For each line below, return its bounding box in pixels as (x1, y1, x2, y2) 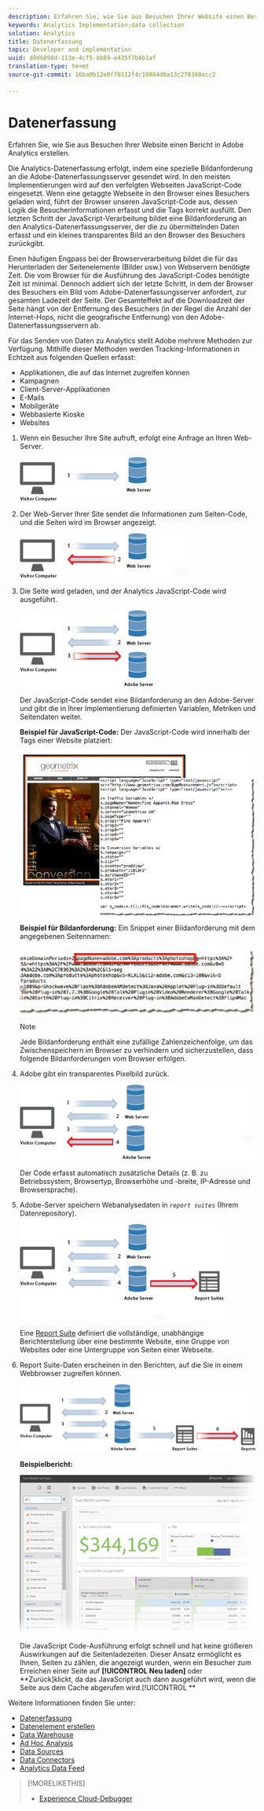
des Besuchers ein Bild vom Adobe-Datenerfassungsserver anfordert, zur (8, 287, 247, 296)
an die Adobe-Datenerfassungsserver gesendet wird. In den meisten (8, 171, 230, 181)
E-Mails (19, 393, 45, 402)
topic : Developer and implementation (8, 46, 132, 54)
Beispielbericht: (19, 1460, 73, 1469)
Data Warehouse (19, 1729, 74, 1740)
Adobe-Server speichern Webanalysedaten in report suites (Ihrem (19, 1201, 239, 1210)
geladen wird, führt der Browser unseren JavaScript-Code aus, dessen (8, 196, 238, 206)
